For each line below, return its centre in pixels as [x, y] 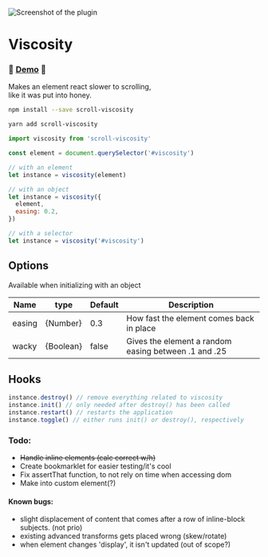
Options [29, 266]
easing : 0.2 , [37, 211]
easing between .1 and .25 [177, 351]
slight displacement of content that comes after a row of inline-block [132, 519]
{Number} [63, 323]
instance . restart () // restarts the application [91, 413]
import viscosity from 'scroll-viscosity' [80, 139]
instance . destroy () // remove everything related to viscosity [116, 398]
